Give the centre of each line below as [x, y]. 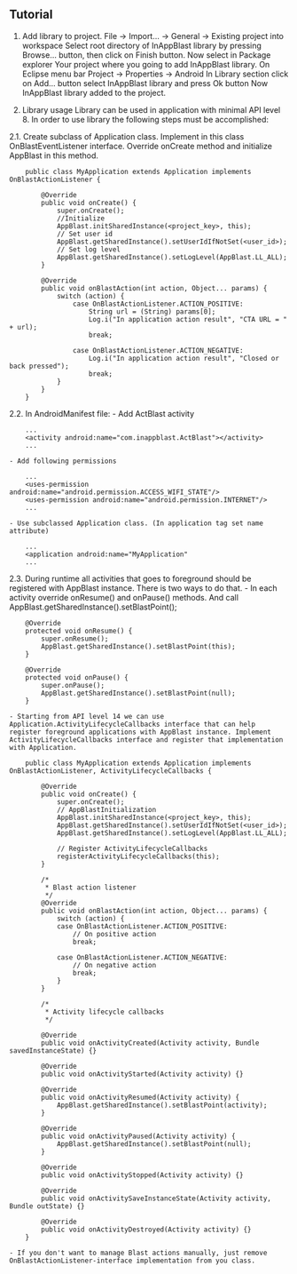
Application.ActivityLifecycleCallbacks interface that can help [132, 724]
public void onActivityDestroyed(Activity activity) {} [146, 1230]
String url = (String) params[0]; [152, 311]
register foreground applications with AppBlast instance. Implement [141, 732]
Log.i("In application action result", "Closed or [184, 358]
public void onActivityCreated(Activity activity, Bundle [150, 1043]
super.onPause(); [73, 685]
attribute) [29, 531]
